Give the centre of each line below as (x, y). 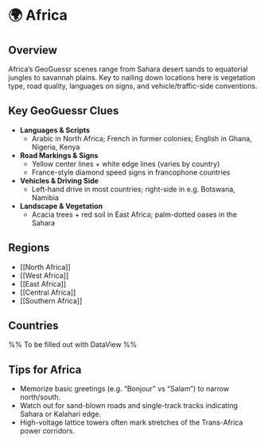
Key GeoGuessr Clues (64, 111)
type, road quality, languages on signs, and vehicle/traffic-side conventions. (133, 86)
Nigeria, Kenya (56, 147)
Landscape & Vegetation (61, 206)
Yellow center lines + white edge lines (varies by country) (126, 164)
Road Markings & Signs (59, 155)
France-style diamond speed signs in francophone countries (131, 172)
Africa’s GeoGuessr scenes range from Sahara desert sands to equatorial (128, 69)
